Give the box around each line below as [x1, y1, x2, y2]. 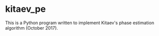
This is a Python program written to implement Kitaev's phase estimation [5, 20, 155, 26]
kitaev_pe [5, 3, 46, 15]
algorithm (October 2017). [5, 25, 58, 31]
